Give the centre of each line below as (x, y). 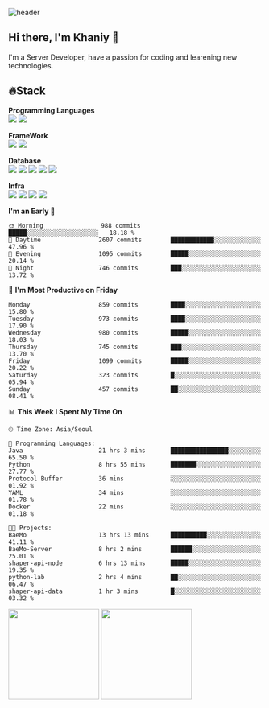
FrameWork (28, 135)
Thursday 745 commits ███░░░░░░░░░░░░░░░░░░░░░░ (135, 347)
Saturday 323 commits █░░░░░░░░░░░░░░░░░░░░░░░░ (135, 375)
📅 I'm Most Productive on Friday (63, 290)
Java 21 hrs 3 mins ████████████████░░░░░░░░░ (135, 451)
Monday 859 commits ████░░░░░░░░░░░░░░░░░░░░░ (135, 305)
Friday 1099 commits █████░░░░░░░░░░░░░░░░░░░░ (135, 361)
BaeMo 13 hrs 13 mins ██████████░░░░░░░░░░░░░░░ (135, 535)
